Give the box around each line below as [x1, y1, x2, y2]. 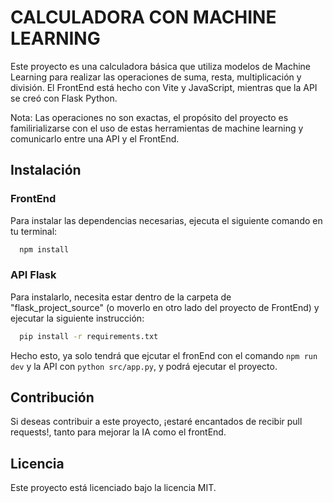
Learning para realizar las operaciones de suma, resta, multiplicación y [10, 71, 302, 83]
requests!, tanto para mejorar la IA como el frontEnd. [10, 426, 227, 438]
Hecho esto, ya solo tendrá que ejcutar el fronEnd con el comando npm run [10, 349, 318, 361]
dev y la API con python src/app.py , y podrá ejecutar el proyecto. [10, 360, 278, 372]
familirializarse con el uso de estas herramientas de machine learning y [10, 122, 304, 134]
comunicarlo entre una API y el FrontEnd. [10, 132, 180, 145]
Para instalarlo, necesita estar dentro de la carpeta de [10, 291, 232, 303]
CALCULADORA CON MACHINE [10, 6, 277, 29]
